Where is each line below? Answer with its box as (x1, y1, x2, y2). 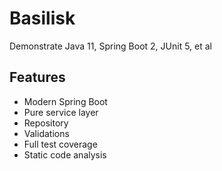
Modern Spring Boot (23, 95, 108, 107)
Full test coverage (23, 138, 98, 150)
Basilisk (9, 7, 76, 30)
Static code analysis (23, 148, 107, 161)
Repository (23, 117, 69, 129)
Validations (23, 127, 70, 139)
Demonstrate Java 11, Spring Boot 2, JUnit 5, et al (9, 40, 212, 52)
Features (9, 69, 66, 86)
